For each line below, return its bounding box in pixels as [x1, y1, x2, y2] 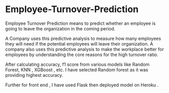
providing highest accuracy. [5, 72, 63, 78]
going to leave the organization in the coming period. [5, 25, 115, 31]
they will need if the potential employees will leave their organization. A [5, 40, 153, 46]
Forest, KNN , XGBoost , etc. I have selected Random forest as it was [5, 67, 148, 73]
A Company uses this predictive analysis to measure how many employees [5, 35, 161, 41]
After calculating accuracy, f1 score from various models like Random [5, 61, 150, 67]
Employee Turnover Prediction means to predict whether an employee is [5, 20, 156, 26]
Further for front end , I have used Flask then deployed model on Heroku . [5, 82, 159, 88]
